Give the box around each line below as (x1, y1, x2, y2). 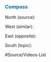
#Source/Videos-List (5, 52, 47, 58)
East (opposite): (5, 33, 37, 39)
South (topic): (5, 43, 32, 48)
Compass (5, 3, 28, 10)
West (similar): (5, 24, 34, 30)
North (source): (5, 15, 36, 20)
